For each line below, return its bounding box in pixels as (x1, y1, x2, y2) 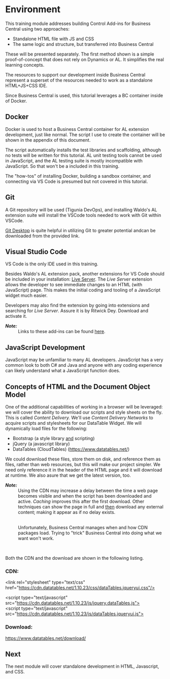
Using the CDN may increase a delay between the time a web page (18, 487, 158, 494)
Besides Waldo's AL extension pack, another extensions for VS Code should (5, 271, 165, 277)
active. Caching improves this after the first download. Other (18, 498, 145, 504)
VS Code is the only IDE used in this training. (5, 261, 98, 267)
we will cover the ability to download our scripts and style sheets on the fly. (5, 409, 163, 415)
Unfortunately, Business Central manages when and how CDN (18, 525, 148, 530)
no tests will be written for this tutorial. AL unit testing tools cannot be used (5, 152, 162, 158)
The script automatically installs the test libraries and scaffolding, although (5, 147, 161, 153)
